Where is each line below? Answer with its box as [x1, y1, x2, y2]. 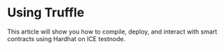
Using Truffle [7, 5, 85, 21]
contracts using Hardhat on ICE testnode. [7, 34, 126, 42]
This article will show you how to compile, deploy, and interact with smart [7, 27, 218, 36]
